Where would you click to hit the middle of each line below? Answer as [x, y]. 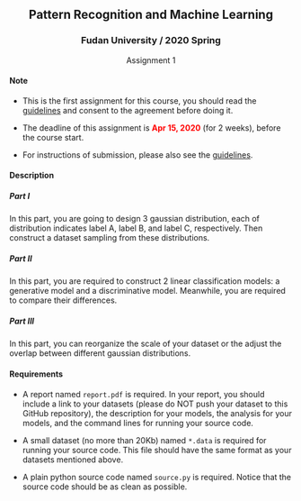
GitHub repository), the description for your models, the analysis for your [157, 413]
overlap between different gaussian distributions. [100, 353]
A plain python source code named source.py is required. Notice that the [157, 477]
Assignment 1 [151, 60]
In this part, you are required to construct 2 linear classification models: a [145, 281]
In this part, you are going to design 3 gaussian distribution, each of [135, 219]
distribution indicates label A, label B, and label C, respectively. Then [136, 228]
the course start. [53, 137]
